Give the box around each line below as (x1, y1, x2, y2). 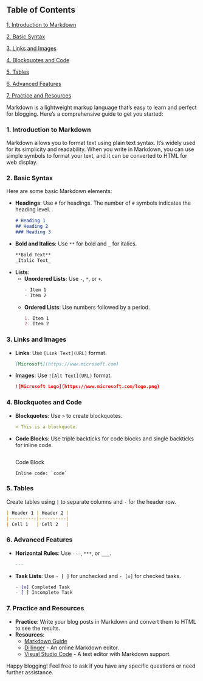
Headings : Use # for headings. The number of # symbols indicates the (15, 199, 191, 206)
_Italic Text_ (15, 257, 51, 264)
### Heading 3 (15, 229, 51, 235)
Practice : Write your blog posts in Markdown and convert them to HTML (15, 618, 196, 625)
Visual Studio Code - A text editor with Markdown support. (24, 650, 171, 657)
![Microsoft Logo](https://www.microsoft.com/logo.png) (15, 384, 160, 390)
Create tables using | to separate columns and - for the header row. (6, 498, 176, 505)
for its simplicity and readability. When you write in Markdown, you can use (6, 146, 194, 153)
